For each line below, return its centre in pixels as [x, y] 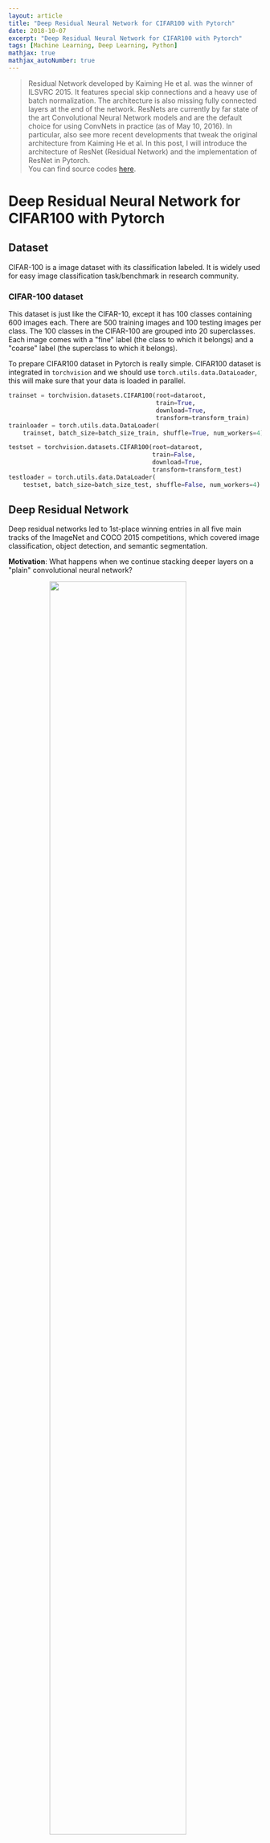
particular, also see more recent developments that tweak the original [143, 134]
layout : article [35, 16]
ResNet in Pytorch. [59, 160]
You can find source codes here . [82, 169]
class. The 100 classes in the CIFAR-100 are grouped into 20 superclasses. [132, 331]
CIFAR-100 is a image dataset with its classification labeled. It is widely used [135, 267]
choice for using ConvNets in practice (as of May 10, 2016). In [130, 126]
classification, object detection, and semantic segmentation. [108, 546]
